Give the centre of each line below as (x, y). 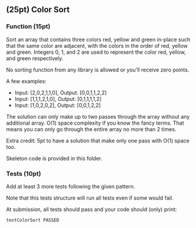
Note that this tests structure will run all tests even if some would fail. (90, 198)
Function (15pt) (28, 27)
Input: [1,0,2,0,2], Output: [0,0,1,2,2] (58, 105)
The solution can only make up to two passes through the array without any (98, 116)
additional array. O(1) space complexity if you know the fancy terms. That (95, 123)
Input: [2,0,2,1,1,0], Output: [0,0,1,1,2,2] (61, 92)
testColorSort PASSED (33, 220)
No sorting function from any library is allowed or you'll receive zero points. (98, 70)
